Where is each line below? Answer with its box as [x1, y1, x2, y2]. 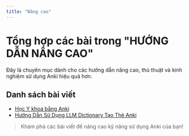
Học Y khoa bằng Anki [14, 105, 70, 112]
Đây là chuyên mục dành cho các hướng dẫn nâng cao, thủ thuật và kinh [6, 66, 183, 73]
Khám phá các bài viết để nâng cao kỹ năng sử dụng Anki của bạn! [20, 123, 184, 130]
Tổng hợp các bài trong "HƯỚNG [6, 34, 169, 47]
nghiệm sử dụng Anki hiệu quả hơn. [6, 72, 93, 80]
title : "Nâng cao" [6, 8, 51, 15]
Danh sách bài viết [6, 89, 76, 99]
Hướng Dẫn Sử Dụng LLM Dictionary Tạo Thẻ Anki [14, 112, 137, 119]
